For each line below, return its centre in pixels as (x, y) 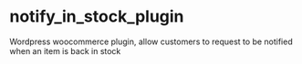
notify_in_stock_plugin (97, 17)
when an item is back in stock (65, 50)
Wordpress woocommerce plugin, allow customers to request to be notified (151, 41)
